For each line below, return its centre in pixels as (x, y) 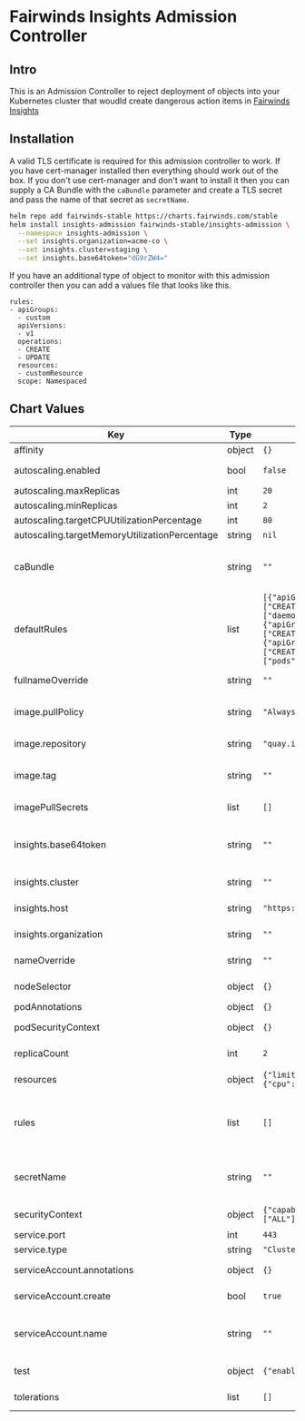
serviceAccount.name (60, 1333)
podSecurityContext (57, 1027)
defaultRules (41, 629)
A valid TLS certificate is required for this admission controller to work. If (145, 161)
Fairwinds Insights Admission (123, 17)
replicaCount (42, 1053)
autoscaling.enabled (57, 470)
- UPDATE (34, 358)
